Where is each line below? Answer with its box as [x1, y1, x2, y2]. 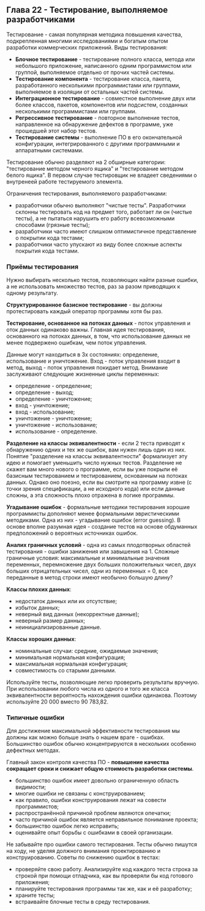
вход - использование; [15, 408, 75, 415]
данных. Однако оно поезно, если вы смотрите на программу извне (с [6, 478, 192, 486]
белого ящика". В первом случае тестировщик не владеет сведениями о [6, 171, 197, 179]
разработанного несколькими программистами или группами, [15, 81, 181, 89]
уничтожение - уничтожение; [15, 415, 92, 422]
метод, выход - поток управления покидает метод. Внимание [6, 364, 168, 371]
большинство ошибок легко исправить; [15, 822, 119, 830]
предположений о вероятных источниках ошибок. [6, 529, 138, 537]
